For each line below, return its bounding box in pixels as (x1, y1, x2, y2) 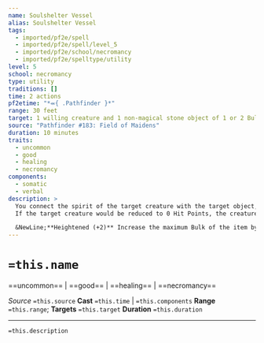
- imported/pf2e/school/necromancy (15, 48, 132, 56)
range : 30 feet (8, 107, 58, 115)
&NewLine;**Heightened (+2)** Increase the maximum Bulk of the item (15, 224, 247, 232)
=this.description (8, 327, 68, 335)
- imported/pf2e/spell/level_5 (15, 41, 118, 49)
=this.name (8, 258, 79, 273)
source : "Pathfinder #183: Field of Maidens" (8, 121, 159, 129)
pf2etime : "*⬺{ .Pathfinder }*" (8, 99, 115, 107)
